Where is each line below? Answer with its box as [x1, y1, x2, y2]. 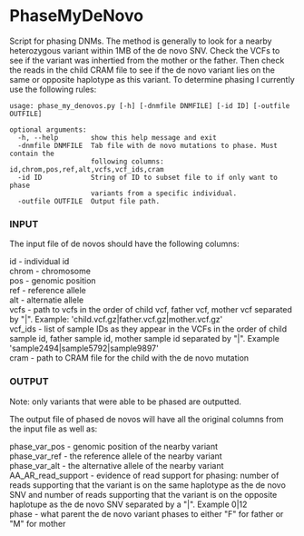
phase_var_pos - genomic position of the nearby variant [9, 441, 218, 452]
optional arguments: [9, 124, 88, 134]
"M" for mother [9, 518, 66, 529]
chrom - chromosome [9, 265, 91, 277]
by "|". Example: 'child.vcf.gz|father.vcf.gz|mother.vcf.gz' [9, 314, 223, 325]
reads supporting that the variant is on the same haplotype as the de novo [9, 479, 286, 491]
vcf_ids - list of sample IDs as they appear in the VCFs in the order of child [9, 323, 288, 334]
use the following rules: [9, 84, 97, 94]
